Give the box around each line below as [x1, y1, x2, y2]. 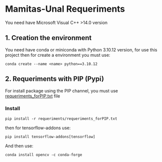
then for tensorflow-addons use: [5, 125, 71, 131]
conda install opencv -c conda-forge [5, 152, 82, 157]
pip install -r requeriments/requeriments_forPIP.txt [5, 116, 118, 121]
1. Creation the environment [5, 34, 92, 42]
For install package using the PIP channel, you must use [5, 88, 118, 93]
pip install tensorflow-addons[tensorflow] [5, 134, 96, 139]
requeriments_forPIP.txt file [5, 93, 60, 99]
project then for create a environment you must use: [5, 52, 110, 58]
